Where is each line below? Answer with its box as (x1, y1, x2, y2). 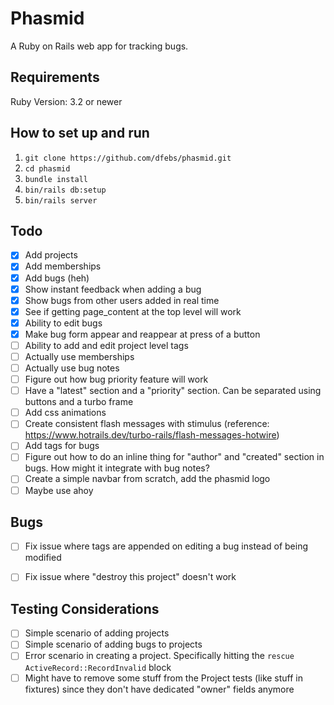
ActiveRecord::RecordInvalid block (24, 661, 172, 673)
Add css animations (24, 407, 107, 419)
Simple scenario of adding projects (24, 627, 170, 639)
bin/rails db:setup (24, 185, 107, 195)
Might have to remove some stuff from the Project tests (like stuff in (24, 672, 304, 684)
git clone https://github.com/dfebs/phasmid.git (24, 153, 232, 163)
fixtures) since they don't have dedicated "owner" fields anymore (24, 683, 295, 695)
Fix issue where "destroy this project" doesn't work (24, 571, 237, 583)
